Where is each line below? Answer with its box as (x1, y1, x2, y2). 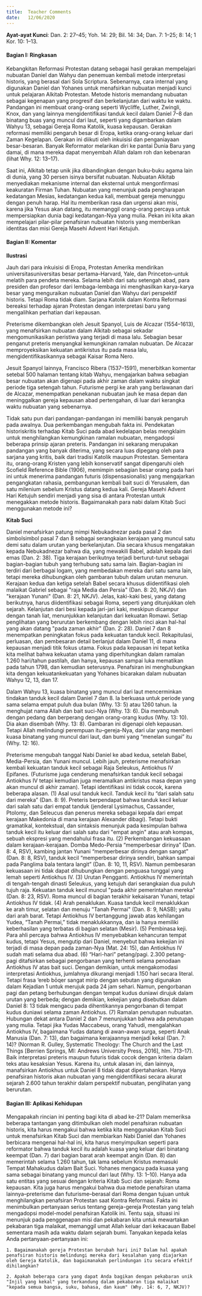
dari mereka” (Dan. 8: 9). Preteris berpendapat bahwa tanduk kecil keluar (6, 796, 188, 803)
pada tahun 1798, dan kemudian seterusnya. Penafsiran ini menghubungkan (6, 663, 195, 670)
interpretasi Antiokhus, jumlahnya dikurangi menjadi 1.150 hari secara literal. (6, 970, 194, 977)
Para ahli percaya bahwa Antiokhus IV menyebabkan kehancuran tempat (6, 931, 187, 939)
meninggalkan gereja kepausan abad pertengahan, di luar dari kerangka (6, 396, 185, 403)
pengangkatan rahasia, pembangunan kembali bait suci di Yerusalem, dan (6, 479, 190, 486)
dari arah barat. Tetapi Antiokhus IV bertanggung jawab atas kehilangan (6, 912, 185, 919)
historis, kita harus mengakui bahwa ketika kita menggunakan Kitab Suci (6, 1126, 186, 1133)
